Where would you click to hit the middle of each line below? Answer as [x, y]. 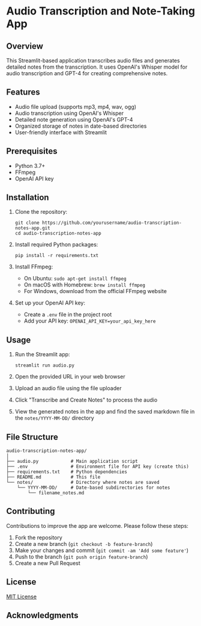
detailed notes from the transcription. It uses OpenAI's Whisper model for [97, 67]
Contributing [31, 511]
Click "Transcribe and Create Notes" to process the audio [86, 400]
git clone [27, 223]
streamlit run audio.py [45, 365]
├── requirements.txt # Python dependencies [67, 472]
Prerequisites [32, 151]
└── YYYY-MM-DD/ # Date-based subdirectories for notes [94, 488]
